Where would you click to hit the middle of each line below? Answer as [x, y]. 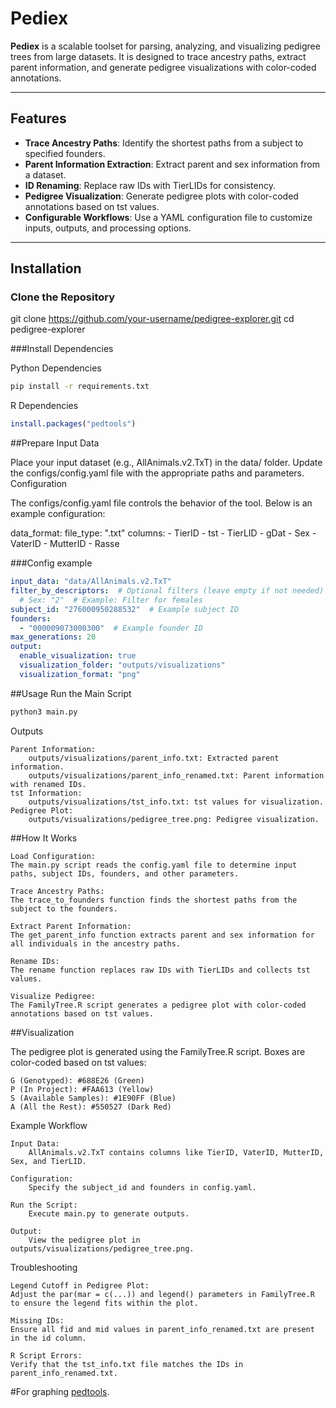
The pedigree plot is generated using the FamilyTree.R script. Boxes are [158, 1051]
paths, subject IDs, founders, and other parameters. [125, 873]
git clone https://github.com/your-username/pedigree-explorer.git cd [152, 319]
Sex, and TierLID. [48, 1161]
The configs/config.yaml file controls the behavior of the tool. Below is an [161, 503]
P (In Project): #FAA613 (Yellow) [82, 1089]
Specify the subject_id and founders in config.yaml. [142, 1187]
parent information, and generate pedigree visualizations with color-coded [163, 67]
